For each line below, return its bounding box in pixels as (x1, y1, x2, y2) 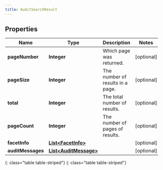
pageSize (7, 77, 30, 83)
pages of (102, 125, 123, 132)
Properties (5, 25, 38, 33)
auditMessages (7, 147, 44, 154)
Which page (102, 47, 130, 54)
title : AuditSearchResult (5, 7, 57, 12)
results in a (102, 79, 128, 86)
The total (102, 93, 123, 100)
